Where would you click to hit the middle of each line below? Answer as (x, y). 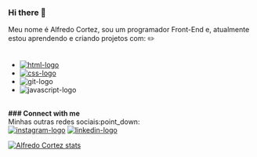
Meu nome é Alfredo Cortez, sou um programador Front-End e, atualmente (129, 30)
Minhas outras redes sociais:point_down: (74, 122)
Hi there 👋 (27, 13)
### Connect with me (44, 114)
